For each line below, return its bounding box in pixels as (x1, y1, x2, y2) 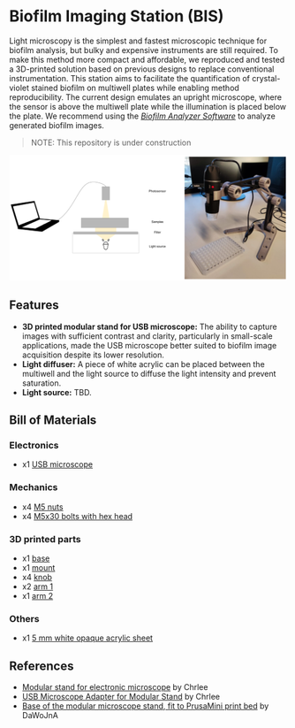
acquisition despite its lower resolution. (21, 349, 165, 360)
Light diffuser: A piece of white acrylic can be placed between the (21, 358, 265, 369)
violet (9, 82, 29, 93)
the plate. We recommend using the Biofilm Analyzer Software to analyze (9, 111, 276, 121)
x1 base (21, 553, 50, 563)
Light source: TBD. (21, 387, 92, 397)
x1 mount (21, 562, 56, 572)
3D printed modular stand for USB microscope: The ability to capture (21, 321, 277, 332)
